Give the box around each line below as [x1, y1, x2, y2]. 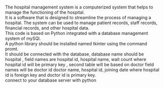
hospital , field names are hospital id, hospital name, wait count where [5, 57, 146, 62]
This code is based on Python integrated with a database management [5, 30, 148, 36]
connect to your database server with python [5, 77, 97, 83]
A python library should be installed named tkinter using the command [5, 41, 147, 46]
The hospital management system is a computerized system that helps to [5, 4, 153, 10]
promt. [5, 46, 19, 52]
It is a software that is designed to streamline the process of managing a [5, 15, 151, 20]
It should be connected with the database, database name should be [5, 51, 144, 57]
